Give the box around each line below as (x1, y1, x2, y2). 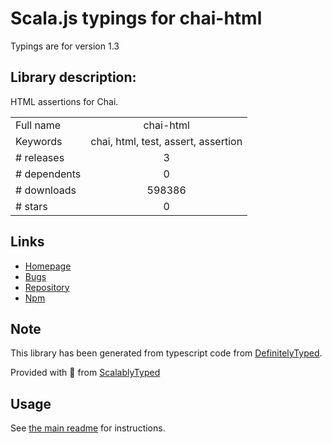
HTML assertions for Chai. (10, 95, 119, 107)
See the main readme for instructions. (10, 422, 166, 434)
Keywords (15, 134, 63, 148)
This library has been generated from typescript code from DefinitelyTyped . (10, 347, 323, 359)
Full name (15, 118, 62, 132)
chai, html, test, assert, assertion (90, 134, 243, 148)
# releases (15, 150, 65, 164)
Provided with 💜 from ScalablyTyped (10, 367, 161, 379)
